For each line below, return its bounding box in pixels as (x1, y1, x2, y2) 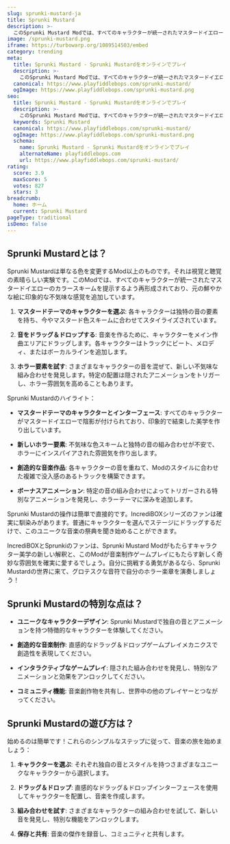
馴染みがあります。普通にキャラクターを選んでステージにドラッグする (18, 519, 216, 527)
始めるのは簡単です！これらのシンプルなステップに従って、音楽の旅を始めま (7, 737, 222, 745)
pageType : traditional (7, 214, 72, 221)
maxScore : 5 (13, 176, 48, 183)
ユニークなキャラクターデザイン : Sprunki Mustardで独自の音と (16, 618, 194, 626)
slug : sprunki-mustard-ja (7, 10, 81, 17)
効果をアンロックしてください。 (59, 672, 149, 681)
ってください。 (16, 696, 60, 704)
